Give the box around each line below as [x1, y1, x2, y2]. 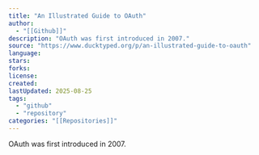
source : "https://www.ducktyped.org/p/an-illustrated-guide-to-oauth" [8, 42, 252, 50]
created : [8, 79, 38, 87]
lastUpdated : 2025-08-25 [8, 86, 92, 95]
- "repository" [15, 110, 67, 118]
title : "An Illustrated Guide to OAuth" [8, 11, 147, 20]
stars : [8, 57, 31, 65]
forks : [8, 65, 31, 73]
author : [8, 19, 35, 27]
